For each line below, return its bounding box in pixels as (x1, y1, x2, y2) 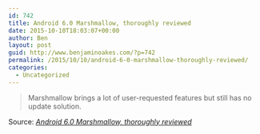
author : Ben (8, 33, 48, 42)
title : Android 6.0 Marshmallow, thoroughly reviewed (8, 19, 192, 27)
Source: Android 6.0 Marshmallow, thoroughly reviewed (8, 116, 192, 126)
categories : (8, 64, 48, 72)
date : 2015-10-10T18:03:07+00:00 (8, 26, 120, 34)
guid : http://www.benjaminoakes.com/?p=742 (8, 49, 156, 57)
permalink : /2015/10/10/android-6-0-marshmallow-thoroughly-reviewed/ (8, 57, 249, 65)
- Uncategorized (15, 71, 70, 79)
